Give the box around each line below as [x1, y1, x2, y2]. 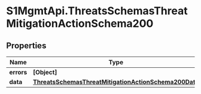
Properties [6, 40, 47, 51]
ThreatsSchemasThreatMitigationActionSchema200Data [32, 78, 199, 86]
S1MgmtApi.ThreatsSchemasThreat [6, 4, 188, 18]
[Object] [32, 68, 57, 76]
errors [9, 68, 28, 76]
